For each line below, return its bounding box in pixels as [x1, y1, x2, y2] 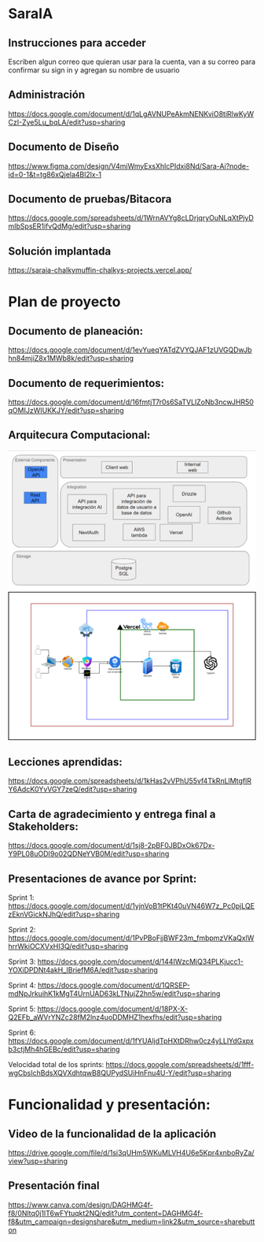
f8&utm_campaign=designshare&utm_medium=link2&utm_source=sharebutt [8, 1217, 255, 1226]
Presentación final [8, 1179, 100, 1192]
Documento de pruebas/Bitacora [8, 192, 172, 206]
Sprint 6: [8, 1028, 36, 1037]
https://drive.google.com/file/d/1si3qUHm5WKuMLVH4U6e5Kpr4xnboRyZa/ [8, 1148, 255, 1158]
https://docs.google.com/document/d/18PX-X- [37, 1004, 189, 1013]
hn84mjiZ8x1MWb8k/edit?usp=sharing [8, 354, 134, 363]
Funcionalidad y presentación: [8, 1096, 211, 1114]
